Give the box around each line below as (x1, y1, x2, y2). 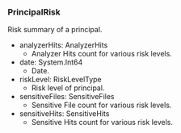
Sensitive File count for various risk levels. (31, 100, 172, 110)
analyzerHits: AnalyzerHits (19, 40, 108, 50)
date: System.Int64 (19, 57, 83, 67)
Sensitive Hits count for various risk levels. (31, 118, 173, 127)
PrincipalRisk (7, 6, 61, 18)
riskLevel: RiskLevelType (19, 75, 102, 85)
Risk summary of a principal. (7, 25, 103, 35)
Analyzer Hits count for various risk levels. (31, 49, 173, 59)
